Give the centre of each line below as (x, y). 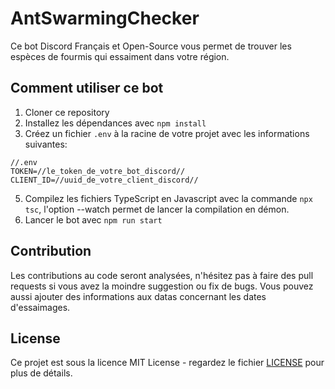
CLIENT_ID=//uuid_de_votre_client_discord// (104, 180)
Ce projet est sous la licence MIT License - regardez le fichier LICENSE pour (167, 363)
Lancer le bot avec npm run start (93, 219)
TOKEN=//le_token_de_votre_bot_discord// (98, 171)
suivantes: (46, 144)
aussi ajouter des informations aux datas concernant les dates (138, 296)
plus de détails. (41, 373)
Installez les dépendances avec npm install (115, 123)
